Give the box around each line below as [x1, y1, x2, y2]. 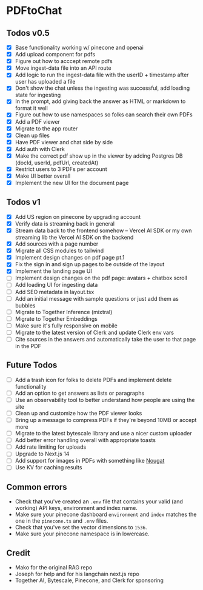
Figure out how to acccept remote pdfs [15, 58, 113, 65]
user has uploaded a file [15, 78, 76, 85]
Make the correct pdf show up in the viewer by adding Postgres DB [15, 152, 183, 159]
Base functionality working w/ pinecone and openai [15, 44, 144, 51]
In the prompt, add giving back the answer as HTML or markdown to [15, 98, 186, 105]
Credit [6, 548, 30, 558]
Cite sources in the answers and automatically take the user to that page [15, 335, 196, 343]
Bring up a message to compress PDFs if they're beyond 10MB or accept [15, 417, 197, 423]
